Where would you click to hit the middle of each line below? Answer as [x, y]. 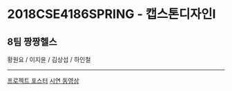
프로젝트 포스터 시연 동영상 [43, 81]
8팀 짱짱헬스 [32, 42]
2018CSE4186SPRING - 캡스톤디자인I [112, 14]
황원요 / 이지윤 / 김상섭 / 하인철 [49, 60]
